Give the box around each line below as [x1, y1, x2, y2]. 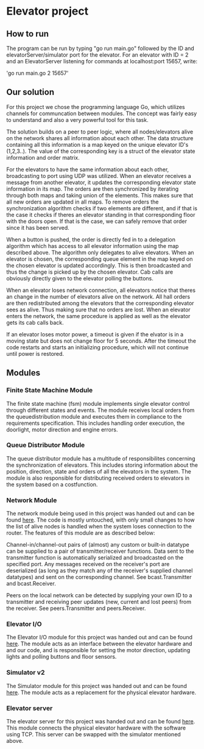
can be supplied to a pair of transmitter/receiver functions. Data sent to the [6, 547, 194, 555]
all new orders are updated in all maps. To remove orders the [6, 198, 159, 205]
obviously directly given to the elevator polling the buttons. [6, 274, 153, 282]
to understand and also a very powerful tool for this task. [6, 116, 149, 123]
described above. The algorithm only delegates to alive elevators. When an [6, 249, 194, 256]
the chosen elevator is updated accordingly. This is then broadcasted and [6, 261, 191, 269]
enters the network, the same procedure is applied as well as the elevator [6, 312, 191, 319]
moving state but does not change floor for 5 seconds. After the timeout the [6, 337, 197, 344]
